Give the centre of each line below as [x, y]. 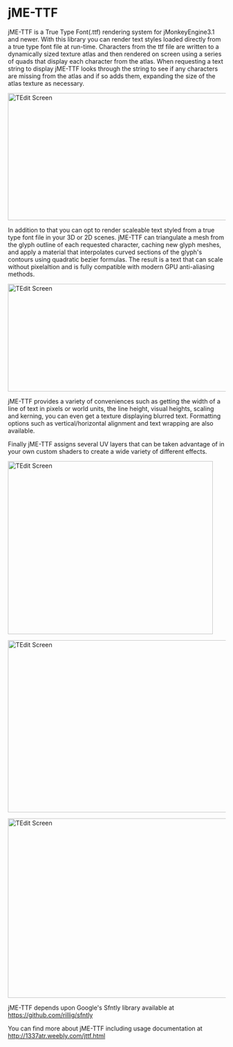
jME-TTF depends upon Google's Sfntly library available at [91, 1008]
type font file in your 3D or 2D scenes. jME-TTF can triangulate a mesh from [116, 237]
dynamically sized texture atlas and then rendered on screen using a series [115, 54]
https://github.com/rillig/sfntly [50, 1014]
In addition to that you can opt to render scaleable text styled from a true [111, 230]
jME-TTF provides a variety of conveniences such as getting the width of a [114, 401]
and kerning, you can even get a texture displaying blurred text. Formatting [114, 416]
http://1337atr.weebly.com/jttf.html [57, 1035]
